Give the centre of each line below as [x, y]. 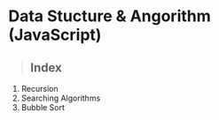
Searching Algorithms [61, 98]
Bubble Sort [43, 107]
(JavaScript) [55, 35]
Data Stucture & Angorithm [110, 16]
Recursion [39, 89]
